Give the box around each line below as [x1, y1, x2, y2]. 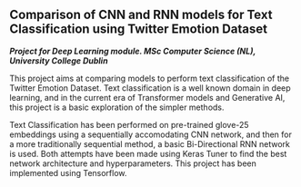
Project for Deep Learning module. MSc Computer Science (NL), [9, 45, 256, 56]
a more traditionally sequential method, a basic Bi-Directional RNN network [9, 138, 291, 149]
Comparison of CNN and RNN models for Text [9, 7, 273, 23]
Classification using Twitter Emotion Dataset [9, 22, 268, 37]
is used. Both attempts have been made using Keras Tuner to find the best [9, 148, 287, 159]
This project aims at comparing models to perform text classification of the [9, 73, 289, 84]
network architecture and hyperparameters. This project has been [9, 158, 257, 169]
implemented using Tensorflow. [9, 167, 127, 178]
